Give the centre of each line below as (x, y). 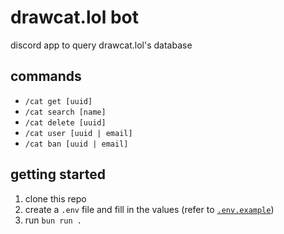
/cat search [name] (65, 112)
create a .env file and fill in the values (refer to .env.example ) (149, 209)
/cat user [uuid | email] (78, 133)
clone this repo (55, 198)
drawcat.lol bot (75, 17)
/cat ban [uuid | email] (76, 144)
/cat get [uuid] (58, 101)
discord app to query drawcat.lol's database (101, 45)
